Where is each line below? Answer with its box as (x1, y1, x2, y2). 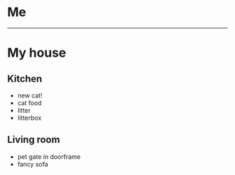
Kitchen (7, 73, 43, 85)
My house (7, 45, 66, 61)
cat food (17, 99, 42, 107)
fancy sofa (17, 160, 49, 168)
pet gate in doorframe (17, 152, 81, 161)
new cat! (17, 91, 43, 99)
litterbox (17, 113, 42, 122)
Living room (7, 134, 61, 146)
